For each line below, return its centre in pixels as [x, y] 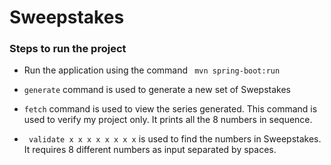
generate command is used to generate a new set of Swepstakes [157, 90]
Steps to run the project [68, 49]
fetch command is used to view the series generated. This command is [170, 109]
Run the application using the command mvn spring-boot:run [152, 70]
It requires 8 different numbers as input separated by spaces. [150, 150]
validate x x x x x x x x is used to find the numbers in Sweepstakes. [175, 139]
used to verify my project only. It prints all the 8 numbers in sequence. [168, 120]
